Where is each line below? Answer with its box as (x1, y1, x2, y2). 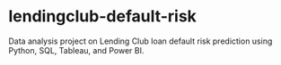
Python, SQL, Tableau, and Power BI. (8, 45, 145, 55)
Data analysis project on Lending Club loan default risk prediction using (8, 36, 273, 46)
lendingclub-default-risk (8, 6, 197, 27)
